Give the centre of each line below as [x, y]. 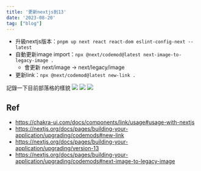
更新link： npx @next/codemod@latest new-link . [75, 75]
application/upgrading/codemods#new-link [70, 136]
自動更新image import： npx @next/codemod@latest [78, 54]
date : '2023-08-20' [31, 18]
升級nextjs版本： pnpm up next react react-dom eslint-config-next [100, 42]
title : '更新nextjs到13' [37, 12]
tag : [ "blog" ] [24, 23]
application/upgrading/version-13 [57, 148]
